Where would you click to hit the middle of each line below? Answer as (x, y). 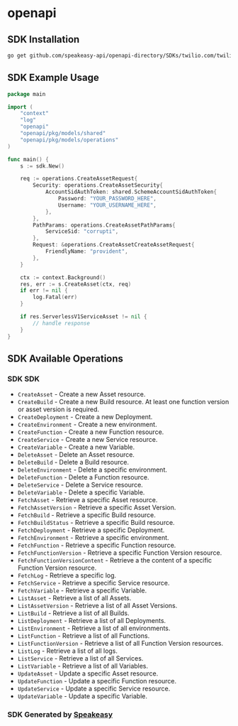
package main (27, 94)
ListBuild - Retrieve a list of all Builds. (73, 613)
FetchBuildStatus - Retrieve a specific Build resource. (96, 523)
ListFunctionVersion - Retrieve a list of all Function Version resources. (120, 644)
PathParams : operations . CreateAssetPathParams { (104, 225)
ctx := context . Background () (63, 277)
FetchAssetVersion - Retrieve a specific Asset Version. (97, 508)
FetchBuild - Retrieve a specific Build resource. (86, 515)
